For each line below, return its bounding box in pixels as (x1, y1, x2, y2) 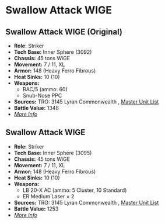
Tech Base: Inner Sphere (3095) (13, 149, 92, 156)
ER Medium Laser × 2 (22, 192, 75, 199)
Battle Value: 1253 (13, 205, 59, 212)
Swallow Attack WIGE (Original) (5, 27, 123, 37)
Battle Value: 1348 (13, 105, 59, 111)
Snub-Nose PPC (22, 92, 62, 99)
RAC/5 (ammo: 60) (22, 86, 68, 92)
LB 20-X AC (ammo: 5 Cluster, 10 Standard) (22, 187, 127, 194)
